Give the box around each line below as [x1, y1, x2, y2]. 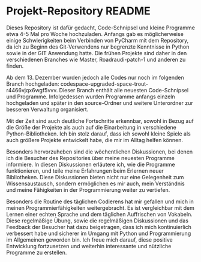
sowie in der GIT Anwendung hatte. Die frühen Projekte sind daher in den [6, 49, 187, 56]
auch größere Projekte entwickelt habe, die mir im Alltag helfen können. [6, 136, 183, 143]
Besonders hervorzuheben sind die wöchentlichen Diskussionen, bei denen [6, 148, 193, 155]
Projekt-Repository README [6, 4, 151, 18]
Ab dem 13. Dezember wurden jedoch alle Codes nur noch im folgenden [6, 74, 184, 81]
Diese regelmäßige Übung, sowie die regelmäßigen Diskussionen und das [6, 217, 189, 224]
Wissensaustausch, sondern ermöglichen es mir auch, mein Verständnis [6, 180, 185, 187]
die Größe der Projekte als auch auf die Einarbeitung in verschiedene [6, 124, 177, 131]
